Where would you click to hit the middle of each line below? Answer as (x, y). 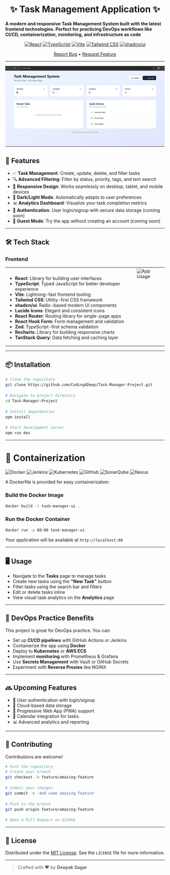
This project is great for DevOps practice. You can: (58, 630)
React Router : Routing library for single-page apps (68, 316)
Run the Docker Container (38, 519)
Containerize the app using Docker (49, 645)
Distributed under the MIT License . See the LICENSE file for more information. (85, 853)
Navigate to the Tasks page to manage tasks (59, 576)
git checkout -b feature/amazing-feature (50, 777)
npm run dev (18, 433)
